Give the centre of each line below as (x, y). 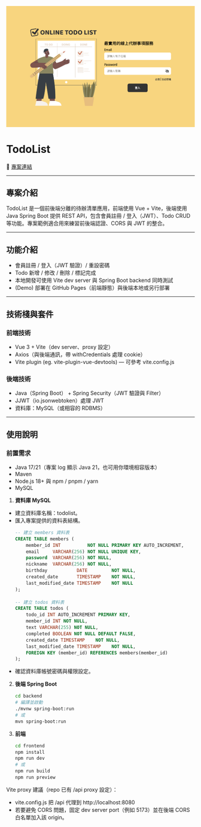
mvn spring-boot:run (40, 721)
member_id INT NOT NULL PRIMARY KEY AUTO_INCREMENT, (105, 545)
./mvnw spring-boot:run (45, 709)
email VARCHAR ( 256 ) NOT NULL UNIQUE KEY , (84, 552)
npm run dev (30, 759)
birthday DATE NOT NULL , (81, 571)
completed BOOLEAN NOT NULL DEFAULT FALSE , (81, 634)
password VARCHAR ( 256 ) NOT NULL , (69, 558)
